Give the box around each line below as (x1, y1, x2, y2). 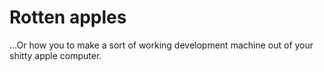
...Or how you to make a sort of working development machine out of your (9, 39, 314, 51)
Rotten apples (9, 6, 127, 29)
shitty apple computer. (9, 49, 102, 61)
